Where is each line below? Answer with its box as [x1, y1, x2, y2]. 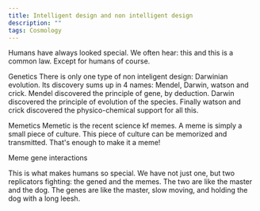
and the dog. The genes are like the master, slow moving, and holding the [8, 186, 248, 195]
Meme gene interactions [8, 153, 88, 163]
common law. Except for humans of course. [8, 56, 151, 66]
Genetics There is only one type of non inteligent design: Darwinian [8, 72, 228, 82]
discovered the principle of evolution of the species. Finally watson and [8, 97, 242, 107]
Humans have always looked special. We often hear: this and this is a [8, 48, 234, 58]
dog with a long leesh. [8, 194, 81, 203]
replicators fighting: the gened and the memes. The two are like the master [8, 177, 253, 186]
